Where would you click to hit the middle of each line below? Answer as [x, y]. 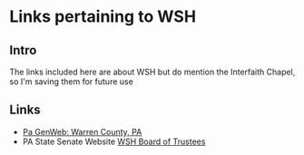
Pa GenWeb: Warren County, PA [82, 131]
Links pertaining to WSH [103, 17]
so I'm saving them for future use [71, 82]
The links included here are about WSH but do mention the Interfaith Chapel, [152, 72]
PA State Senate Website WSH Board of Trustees [114, 141]
